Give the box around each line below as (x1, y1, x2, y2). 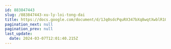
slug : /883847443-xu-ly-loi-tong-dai (5, 12, 85, 17)
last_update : (5, 31, 33, 36)
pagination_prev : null (5, 27, 53, 32)
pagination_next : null (5, 21, 53, 27)
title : (5, 17, 19, 22)
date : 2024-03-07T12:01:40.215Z (9, 36, 79, 41)
